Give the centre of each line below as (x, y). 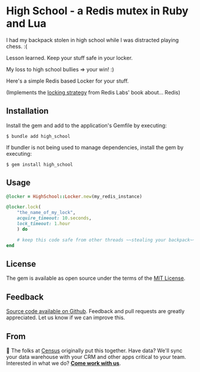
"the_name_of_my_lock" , (46, 213)
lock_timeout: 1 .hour (43, 224)
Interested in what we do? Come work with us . (63, 363)
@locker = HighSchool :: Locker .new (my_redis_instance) (74, 196)
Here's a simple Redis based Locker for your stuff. (68, 81)
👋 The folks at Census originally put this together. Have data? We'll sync (94, 351)
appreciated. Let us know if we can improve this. (66, 318)
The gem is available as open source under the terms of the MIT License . (96, 278)
